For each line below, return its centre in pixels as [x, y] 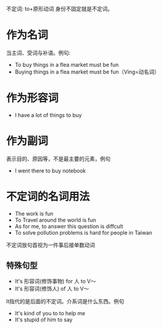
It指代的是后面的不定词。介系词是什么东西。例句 [65, 301]
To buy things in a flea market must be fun [67, 64]
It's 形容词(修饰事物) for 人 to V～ [55, 281]
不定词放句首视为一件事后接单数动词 [51, 245]
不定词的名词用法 [48, 196]
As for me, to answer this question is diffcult [69, 226]
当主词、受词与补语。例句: [38, 53]
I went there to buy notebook [50, 170]
